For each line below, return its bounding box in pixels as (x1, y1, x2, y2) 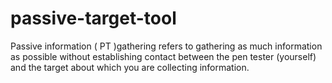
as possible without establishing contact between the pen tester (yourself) (10, 50, 317, 62)
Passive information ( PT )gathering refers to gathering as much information (10, 40, 323, 52)
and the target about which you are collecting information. (10, 61, 250, 73)
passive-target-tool (10, 7, 177, 30)
